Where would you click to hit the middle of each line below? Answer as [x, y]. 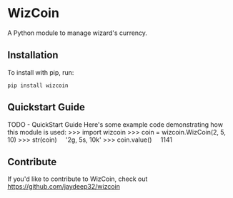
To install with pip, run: [41, 72]
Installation [33, 55]
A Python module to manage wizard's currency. [78, 33]
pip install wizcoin [38, 85]
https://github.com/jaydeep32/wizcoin [64, 187]
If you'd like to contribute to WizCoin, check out [78, 179]
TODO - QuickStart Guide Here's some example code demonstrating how [115, 124]
